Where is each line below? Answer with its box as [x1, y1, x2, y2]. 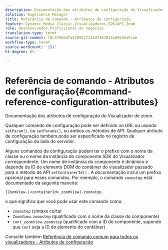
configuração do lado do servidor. [5, 138, 75, 144]
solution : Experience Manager [5, 12, 68, 17]
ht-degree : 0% [5, 49, 35, 54]
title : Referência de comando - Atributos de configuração [5, 16, 131, 21]
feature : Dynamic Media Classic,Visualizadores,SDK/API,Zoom [5, 21, 135, 26]
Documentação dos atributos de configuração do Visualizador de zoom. [5, 113, 154, 119]
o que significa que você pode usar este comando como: [5, 198, 123, 204]
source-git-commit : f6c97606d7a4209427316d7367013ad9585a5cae [5, 35, 137, 40]
